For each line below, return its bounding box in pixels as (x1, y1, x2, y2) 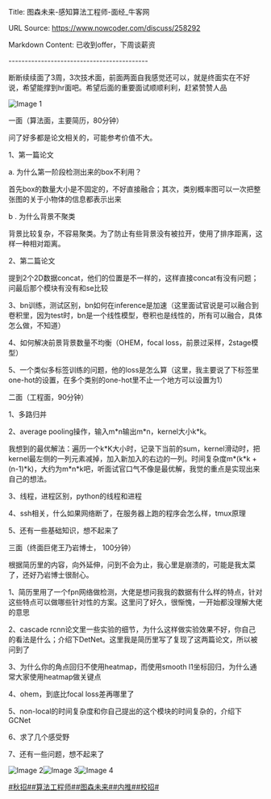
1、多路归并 (8, 410, 47, 418)
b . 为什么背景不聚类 (8, 212, 76, 221)
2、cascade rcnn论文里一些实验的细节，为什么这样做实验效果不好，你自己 (8, 624, 256, 634)
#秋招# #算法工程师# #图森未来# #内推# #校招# (8, 782, 160, 792)
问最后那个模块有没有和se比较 (8, 284, 109, 292)
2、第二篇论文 (8, 256, 56, 265)
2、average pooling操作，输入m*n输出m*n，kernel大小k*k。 (8, 427, 211, 436)
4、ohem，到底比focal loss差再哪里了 (8, 689, 135, 699)
